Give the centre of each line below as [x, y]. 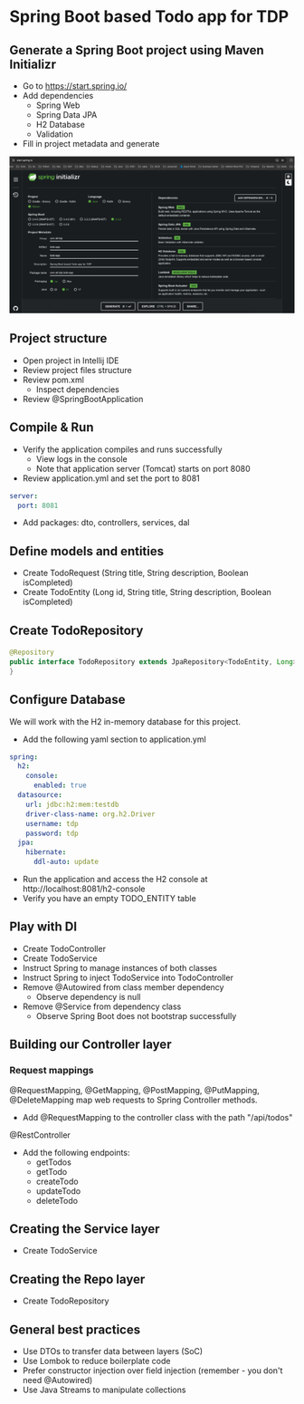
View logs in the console [82, 458]
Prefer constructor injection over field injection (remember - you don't [152, 1370]
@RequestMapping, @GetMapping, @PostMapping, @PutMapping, [134, 1090]
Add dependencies [58, 96]
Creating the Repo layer [77, 1279]
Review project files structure [77, 370]
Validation [55, 134]
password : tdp [52, 833]
